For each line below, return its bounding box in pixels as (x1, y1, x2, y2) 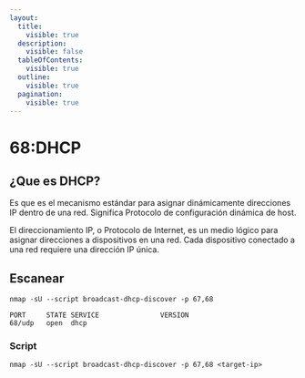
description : (17, 38, 67, 48)
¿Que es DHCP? (9, 173, 101, 189)
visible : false (25, 47, 84, 56)
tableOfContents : (17, 56, 84, 65)
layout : (9, 13, 39, 23)
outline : (17, 73, 51, 82)
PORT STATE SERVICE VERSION (9, 311, 189, 320)
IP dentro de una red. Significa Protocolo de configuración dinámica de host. (9, 207, 297, 219)
